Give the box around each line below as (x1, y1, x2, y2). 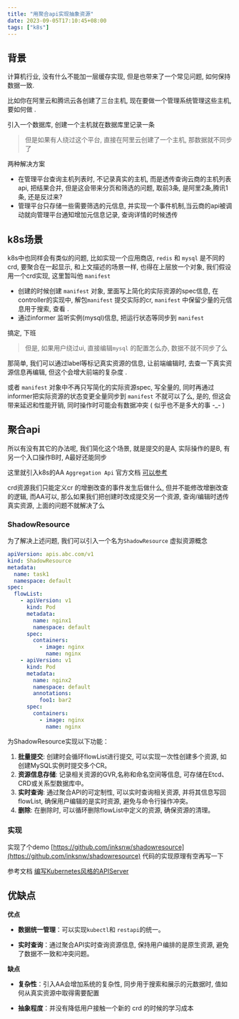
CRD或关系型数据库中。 (17, 779, 88, 787)
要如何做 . (7, 105, 36, 114)
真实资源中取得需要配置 (30, 988, 100, 997)
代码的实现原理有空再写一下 (142, 852, 224, 861)
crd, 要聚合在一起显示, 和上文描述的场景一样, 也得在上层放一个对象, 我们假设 (7, 263, 232, 271)
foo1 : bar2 (39, 696, 72, 704)
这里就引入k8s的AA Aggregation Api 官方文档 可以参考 (7, 468, 168, 477)
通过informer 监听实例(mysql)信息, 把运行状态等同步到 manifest (17, 313, 205, 322)
